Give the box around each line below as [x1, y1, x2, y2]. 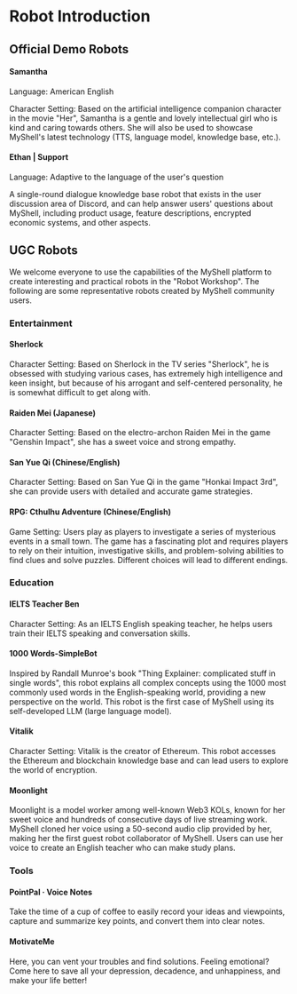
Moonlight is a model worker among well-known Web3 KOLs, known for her [9, 805, 285, 815]
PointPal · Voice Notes [9, 887, 93, 897]
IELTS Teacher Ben [9, 599, 80, 609]
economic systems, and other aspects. [9, 217, 151, 227]
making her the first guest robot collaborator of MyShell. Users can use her [9, 833, 284, 844]
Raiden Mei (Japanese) [9, 407, 96, 418]
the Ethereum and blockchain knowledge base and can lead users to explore [9, 755, 289, 766]
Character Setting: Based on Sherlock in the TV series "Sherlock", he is [9, 358, 270, 370]
